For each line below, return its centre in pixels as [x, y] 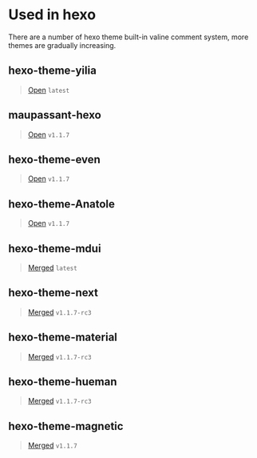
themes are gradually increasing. [62, 45]
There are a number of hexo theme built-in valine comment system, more [128, 37]
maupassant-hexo [55, 115]
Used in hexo [52, 15]
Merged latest [52, 267]
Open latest [49, 90]
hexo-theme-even [55, 159]
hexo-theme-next [53, 293]
